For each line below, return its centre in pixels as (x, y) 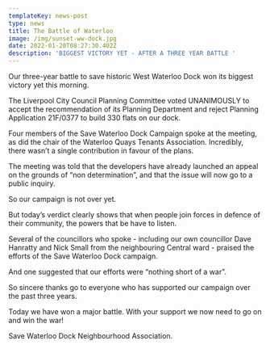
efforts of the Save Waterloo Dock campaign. (83, 256)
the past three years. (43, 296)
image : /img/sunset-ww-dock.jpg (62, 38)
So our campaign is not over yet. (62, 199)
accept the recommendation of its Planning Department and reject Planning (134, 109)
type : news (27, 23)
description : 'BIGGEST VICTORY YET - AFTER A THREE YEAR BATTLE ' (122, 53)
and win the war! (36, 320)
